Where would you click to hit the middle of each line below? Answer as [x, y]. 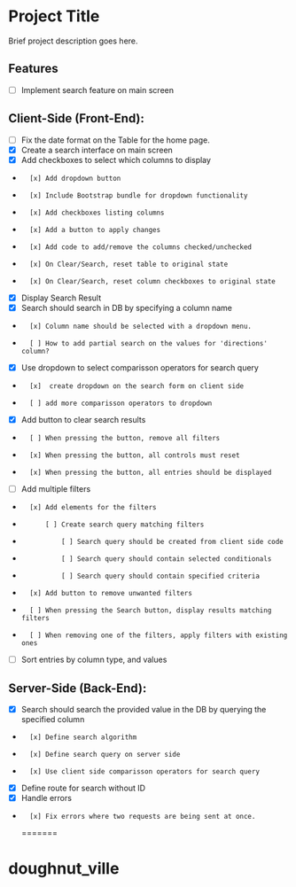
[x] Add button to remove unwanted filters [111, 594]
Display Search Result [61, 298]
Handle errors [47, 798]
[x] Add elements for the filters [93, 508]
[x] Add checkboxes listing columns [97, 213]
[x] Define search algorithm [83, 737]
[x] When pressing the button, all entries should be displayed [151, 473]
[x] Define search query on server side [105, 755]
